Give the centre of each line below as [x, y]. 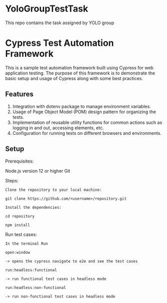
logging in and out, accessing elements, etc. [58, 128]
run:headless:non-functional [36, 287]
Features [19, 94]
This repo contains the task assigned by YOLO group [60, 23]
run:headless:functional [31, 270]
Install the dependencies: [33, 207]
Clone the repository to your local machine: [53, 190]
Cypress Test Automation [60, 43]
